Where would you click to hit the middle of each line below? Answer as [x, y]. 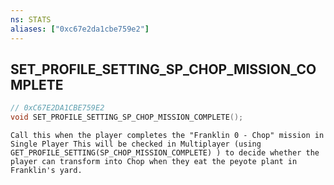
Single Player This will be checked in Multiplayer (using [136, 144]
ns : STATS [31, 19]
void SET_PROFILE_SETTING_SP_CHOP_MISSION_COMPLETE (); [127, 117]
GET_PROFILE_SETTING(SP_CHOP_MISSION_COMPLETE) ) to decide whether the [165, 153]
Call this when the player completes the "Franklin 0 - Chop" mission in [167, 136]
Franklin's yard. [46, 171]
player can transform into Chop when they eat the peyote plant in [154, 162]
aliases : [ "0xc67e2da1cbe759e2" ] [80, 29]
